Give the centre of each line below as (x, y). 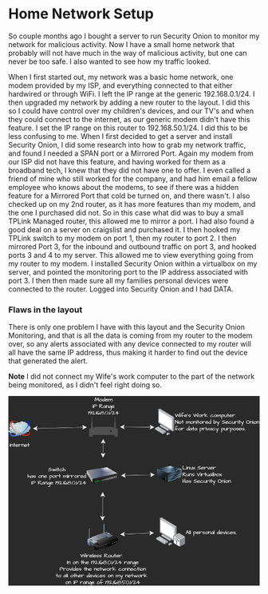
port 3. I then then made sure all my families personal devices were (118, 280)
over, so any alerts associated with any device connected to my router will (130, 344)
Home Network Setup (81, 14)
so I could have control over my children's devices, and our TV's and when (131, 111)
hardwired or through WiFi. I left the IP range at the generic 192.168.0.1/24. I (132, 93)
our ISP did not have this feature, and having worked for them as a (117, 161)
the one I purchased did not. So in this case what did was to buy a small (126, 212)
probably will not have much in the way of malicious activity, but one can (128, 53)
